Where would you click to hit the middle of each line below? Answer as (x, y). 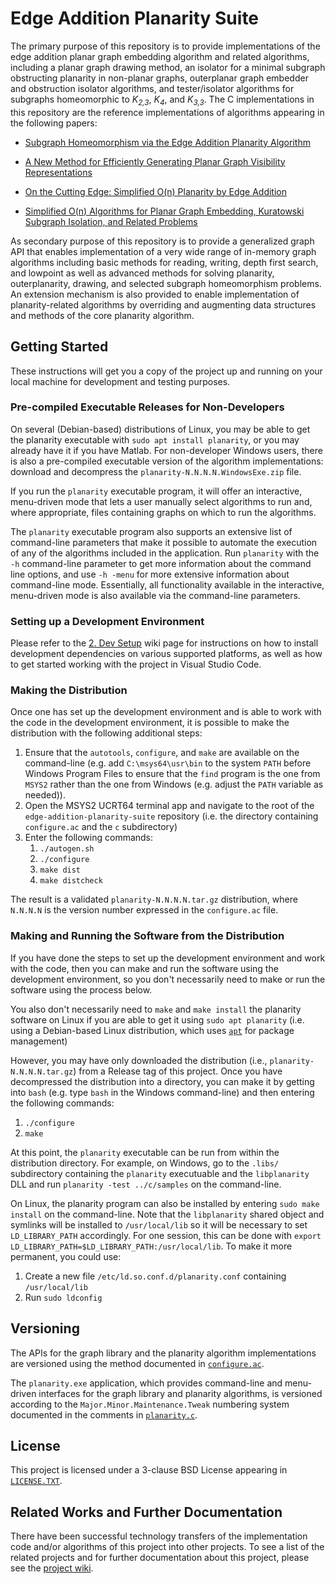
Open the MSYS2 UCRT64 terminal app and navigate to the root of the (169, 806)
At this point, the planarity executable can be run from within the (145, 1152)
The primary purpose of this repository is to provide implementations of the (165, 46)
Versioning (45, 1328)
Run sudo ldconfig (63, 1297)
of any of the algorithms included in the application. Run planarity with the (165, 553)
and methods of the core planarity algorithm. (102, 315)
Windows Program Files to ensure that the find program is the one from (172, 774)
